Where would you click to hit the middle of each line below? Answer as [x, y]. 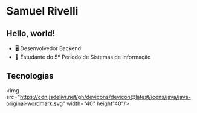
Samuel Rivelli [42, 11]
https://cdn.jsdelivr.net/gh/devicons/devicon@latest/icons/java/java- [106, 97]
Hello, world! [31, 34]
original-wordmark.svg [35, 103]
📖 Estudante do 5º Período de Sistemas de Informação [83, 57]
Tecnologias [30, 76]
